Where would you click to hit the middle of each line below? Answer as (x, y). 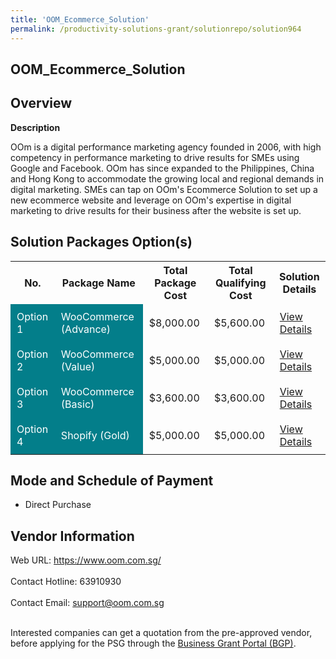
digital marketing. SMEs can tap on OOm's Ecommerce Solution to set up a (164, 189)
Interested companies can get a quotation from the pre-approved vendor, (161, 633)
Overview (41, 103)
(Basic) (77, 404)
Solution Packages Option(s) (101, 242)
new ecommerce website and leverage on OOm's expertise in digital (151, 200)
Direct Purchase (58, 505)
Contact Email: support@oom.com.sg (87, 603)
